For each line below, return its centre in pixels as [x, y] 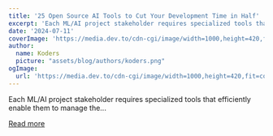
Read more [27, 123]
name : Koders [38, 53]
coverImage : [28, 38]
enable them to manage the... [58, 108]
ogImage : [23, 69]
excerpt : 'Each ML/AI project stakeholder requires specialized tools [130, 23]
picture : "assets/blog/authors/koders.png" [90, 62]
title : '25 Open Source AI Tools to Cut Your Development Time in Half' [134, 16]
